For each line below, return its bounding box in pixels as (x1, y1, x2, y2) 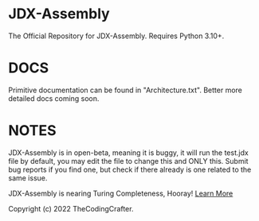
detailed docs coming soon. (8, 93, 100, 103)
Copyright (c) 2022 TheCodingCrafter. (8, 204, 134, 213)
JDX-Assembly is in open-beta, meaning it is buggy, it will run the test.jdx (8, 148, 249, 157)
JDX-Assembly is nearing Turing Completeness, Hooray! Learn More (8, 188, 233, 198)
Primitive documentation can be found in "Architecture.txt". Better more (8, 85, 243, 95)
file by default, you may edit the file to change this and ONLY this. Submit (8, 156, 249, 165)
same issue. (8, 173, 48, 183)
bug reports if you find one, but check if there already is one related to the (8, 165, 252, 174)
